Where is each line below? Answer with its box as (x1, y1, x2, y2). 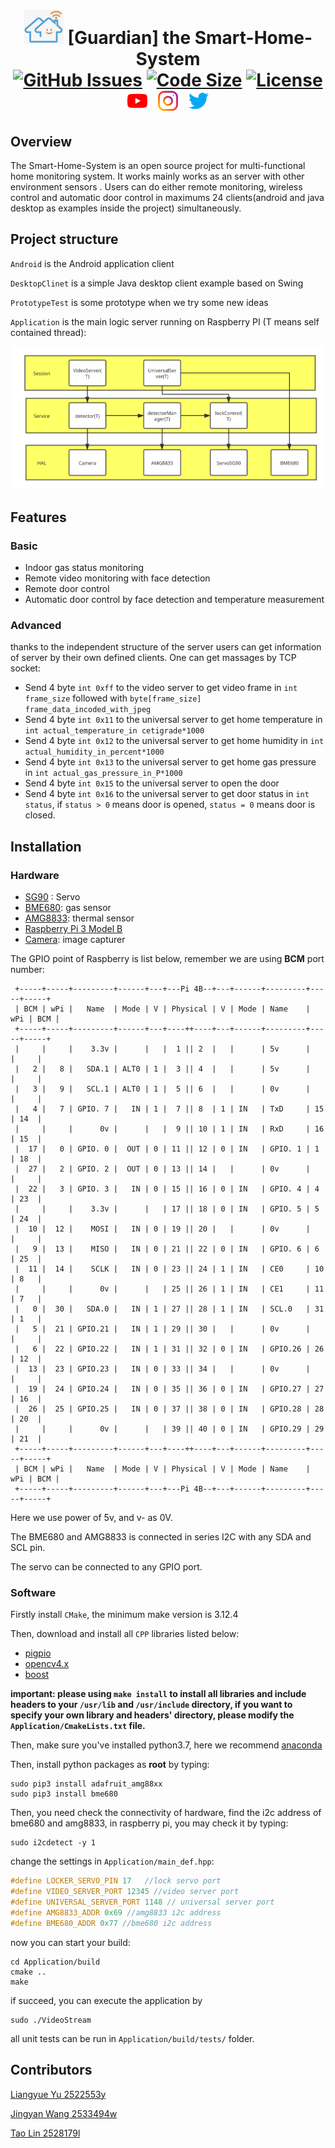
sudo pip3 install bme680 (10, 1789, 118, 1799)
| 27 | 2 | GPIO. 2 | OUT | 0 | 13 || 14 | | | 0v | (14, 1164, 311, 1174)
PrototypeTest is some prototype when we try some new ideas (10, 296, 269, 308)
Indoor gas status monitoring (24, 562, 145, 574)
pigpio (24, 1647, 52, 1659)
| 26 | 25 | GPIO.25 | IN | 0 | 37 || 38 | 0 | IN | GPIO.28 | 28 (14, 1404, 325, 1414)
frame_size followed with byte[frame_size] (24, 692, 202, 704)
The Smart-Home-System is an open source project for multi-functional (10, 159, 306, 171)
